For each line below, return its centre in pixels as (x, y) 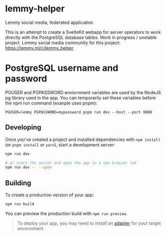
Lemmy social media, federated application (49, 22)
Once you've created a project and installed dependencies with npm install (83, 139)
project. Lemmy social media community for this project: (63, 42)
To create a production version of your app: (50, 195)
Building (18, 183)
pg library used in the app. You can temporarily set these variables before (81, 98)
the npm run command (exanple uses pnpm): (51, 103)
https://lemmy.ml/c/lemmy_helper (39, 48)
